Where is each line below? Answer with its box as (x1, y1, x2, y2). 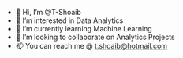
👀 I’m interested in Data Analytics (15, 16, 124, 25)
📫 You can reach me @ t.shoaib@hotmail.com (15, 42, 168, 50)
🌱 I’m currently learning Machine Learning (15, 24, 152, 33)
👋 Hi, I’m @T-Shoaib (15, 8, 81, 16)
